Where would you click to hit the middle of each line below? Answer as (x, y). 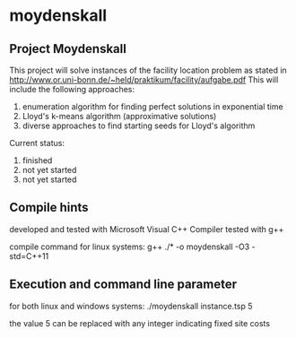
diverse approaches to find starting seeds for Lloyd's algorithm (139, 126)
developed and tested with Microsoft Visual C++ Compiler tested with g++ (147, 229)
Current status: (37, 143)
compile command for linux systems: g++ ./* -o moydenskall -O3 (130, 247)
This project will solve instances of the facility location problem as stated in (148, 70)
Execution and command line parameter (123, 285)
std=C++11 (29, 256)
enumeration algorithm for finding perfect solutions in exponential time (153, 107)
